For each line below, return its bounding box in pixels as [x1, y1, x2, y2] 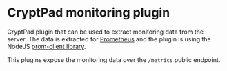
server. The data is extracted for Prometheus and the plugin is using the [7, 34, 212, 43]
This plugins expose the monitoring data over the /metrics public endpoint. [7, 55, 221, 63]
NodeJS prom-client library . [7, 42, 86, 50]
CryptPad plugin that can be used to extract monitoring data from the [7, 28, 204, 36]
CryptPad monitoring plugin [7, 5, 170, 21]
